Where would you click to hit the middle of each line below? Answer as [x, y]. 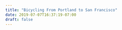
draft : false [19, 19]
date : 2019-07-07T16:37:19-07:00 [41, 15]
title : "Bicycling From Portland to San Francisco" [61, 10]
